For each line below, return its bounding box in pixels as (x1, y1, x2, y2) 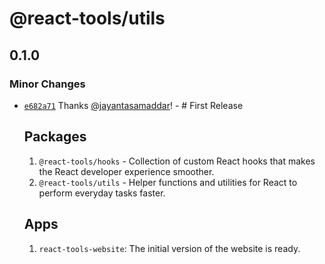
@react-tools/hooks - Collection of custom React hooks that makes (38, 155, 316, 167)
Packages (23, 128, 87, 146)
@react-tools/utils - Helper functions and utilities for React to (38, 176, 298, 188)
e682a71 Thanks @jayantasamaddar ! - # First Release (23, 99, 244, 111)
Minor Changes (9, 77, 86, 91)
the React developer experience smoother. (38, 165, 215, 177)
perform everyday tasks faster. (38, 187, 166, 199)
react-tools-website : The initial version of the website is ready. (38, 242, 301, 254)
